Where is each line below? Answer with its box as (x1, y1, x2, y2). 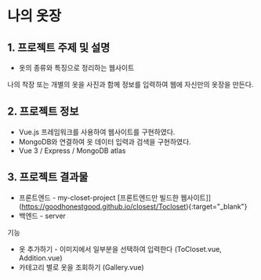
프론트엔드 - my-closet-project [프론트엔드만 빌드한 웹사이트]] (18, 193, 212, 202)
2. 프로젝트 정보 (7, 105, 79, 118)
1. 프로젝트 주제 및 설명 (7, 41, 111, 54)
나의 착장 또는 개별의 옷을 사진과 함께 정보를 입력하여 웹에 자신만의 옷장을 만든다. (7, 80, 254, 89)
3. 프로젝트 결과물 (7, 170, 89, 184)
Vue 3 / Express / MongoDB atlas (18, 146, 126, 155)
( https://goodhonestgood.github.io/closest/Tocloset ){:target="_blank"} (18, 202, 248, 211)
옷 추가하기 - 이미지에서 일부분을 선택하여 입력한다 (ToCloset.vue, (18, 244, 223, 253)
